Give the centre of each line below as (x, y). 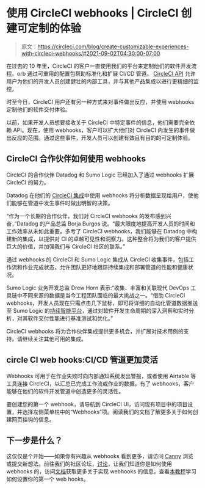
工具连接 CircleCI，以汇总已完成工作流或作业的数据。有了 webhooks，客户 (100, 384)
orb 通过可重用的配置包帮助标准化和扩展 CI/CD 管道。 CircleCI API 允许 (106, 73)
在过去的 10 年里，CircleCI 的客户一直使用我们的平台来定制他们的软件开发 (99, 66)
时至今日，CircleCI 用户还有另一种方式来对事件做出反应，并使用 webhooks (100, 101)
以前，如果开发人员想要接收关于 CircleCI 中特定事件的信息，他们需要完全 (98, 122)
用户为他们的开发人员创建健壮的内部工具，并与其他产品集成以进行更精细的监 (103, 81)
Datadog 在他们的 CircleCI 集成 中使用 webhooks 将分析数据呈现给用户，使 (100, 195)
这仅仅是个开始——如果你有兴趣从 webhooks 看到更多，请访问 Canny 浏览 (100, 456)
